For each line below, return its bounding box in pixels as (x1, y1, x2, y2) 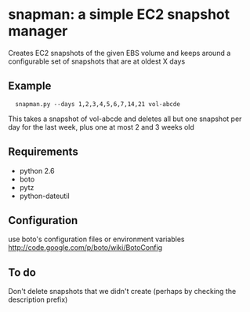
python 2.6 (19, 166, 55, 175)
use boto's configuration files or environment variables (8, 234, 185, 244)
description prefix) (8, 295, 68, 304)
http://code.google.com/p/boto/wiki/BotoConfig (8, 243, 163, 252)
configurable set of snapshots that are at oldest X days (8, 57, 186, 66)
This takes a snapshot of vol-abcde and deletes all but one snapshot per (8, 114, 242, 123)
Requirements (8, 145, 78, 159)
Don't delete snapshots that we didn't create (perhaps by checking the (8, 287, 237, 296)
